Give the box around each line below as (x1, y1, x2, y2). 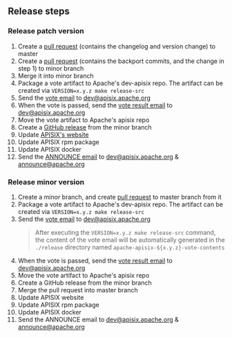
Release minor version (8, 177, 85, 186)
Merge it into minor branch (17, 71, 94, 80)
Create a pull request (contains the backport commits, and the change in (17, 57, 225, 65)
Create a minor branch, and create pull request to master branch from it (17, 193, 222, 201)
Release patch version (8, 26, 85, 36)
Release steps (8, 6, 70, 17)
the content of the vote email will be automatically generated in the (35, 235, 225, 244)
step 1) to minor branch (17, 64, 84, 72)
